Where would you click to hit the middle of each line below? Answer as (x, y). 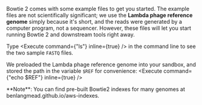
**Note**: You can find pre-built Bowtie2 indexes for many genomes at (96, 89)
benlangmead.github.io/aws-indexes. (53, 96)
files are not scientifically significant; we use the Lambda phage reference (99, 15)
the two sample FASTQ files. (40, 53)
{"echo (15, 77)
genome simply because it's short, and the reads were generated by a (94, 22)
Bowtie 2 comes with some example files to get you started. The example (98, 9)
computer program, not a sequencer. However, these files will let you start (99, 28)
